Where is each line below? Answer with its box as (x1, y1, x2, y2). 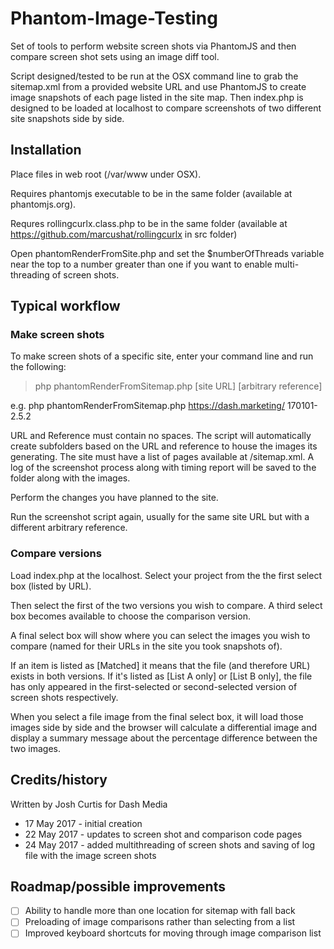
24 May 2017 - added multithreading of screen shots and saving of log (24, 838, 316, 851)
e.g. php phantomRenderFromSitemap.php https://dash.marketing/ (10, 400, 285, 412)
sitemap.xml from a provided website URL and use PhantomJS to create (10, 80, 307, 92)
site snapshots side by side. (10, 112, 125, 124)
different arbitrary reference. (10, 522, 128, 534)
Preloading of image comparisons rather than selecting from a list (24, 916, 296, 928)
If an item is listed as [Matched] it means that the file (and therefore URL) (10, 659, 311, 671)
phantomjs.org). (10, 198, 77, 210)
